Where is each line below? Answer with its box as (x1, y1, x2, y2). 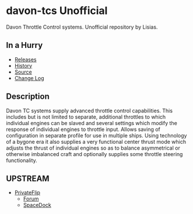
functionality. (6, 157, 38, 164)
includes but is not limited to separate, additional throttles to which (6, 113, 166, 120)
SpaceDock (23, 202, 51, 209)
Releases (14, 56, 37, 63)
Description (6, 92, 50, 102)
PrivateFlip (14, 189, 41, 196)
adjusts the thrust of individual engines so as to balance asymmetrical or (6, 144, 181, 151)
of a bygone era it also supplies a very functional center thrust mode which (6, 138, 187, 145)
